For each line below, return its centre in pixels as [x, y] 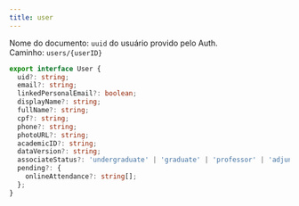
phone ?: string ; [47, 127]
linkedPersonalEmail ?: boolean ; [77, 94]
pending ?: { [40, 169]
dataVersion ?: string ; [59, 152]
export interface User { [55, 69]
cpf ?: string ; [43, 118]
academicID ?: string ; [57, 144]
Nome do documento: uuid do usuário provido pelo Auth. [113, 43]
